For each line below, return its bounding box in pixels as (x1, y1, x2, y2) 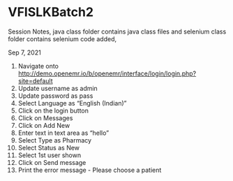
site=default (17, 76, 53, 85)
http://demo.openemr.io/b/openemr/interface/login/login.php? (17, 69, 197, 78)
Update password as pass (17, 92, 93, 100)
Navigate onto (17, 61, 59, 70)
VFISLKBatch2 (8, 4, 93, 20)
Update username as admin (17, 84, 98, 92)
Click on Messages (17, 113, 73, 122)
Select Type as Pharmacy (17, 136, 92, 144)
